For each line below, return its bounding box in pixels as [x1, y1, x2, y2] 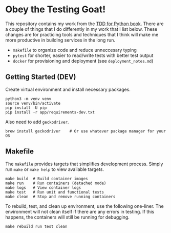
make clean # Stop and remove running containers [5, 194, 116, 199]
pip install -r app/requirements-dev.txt [5, 109, 95, 115]
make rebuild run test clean [5, 224, 68, 229]
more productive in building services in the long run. [5, 37, 116, 43]
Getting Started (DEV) [5, 73, 76, 82]
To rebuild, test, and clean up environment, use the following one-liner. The [5, 203, 164, 209]
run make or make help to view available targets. [5, 166, 104, 172]
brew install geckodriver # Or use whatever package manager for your [5, 128, 166, 134]
